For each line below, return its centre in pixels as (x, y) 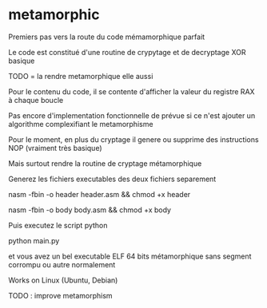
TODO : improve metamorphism (61, 295)
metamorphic (54, 15)
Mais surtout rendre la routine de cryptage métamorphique (105, 163)
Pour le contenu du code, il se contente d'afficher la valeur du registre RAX (132, 91)
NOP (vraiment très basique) (55, 148)
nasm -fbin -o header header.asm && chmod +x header (100, 194)
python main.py (34, 240)
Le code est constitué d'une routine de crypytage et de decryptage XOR (127, 52)
